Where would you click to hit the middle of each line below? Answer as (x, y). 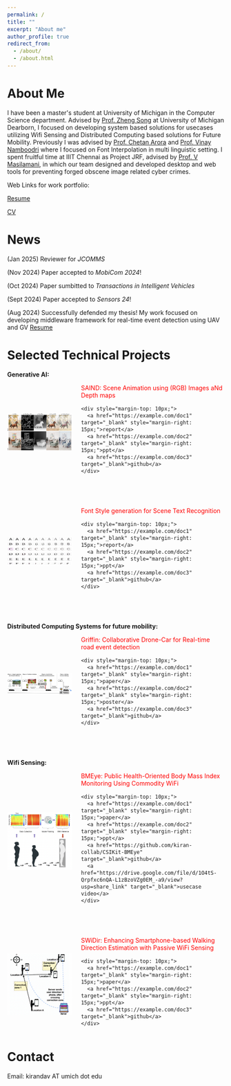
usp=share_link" (104, 887)
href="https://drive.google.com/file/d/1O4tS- (149, 873)
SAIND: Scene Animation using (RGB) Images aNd (152, 388)
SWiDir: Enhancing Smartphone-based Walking (148, 940)
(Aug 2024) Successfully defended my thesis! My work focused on (102, 312)
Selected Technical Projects (89, 355)
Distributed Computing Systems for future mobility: (83, 626)
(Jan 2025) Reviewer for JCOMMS (56, 259)
